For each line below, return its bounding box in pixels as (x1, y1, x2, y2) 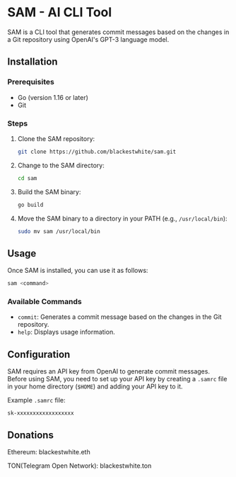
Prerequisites (7, 77, 54, 87)
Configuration (7, 348, 71, 360)
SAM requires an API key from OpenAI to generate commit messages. (7, 367, 211, 376)
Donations (7, 429, 54, 441)
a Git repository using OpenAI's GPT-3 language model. (7, 35, 170, 43)
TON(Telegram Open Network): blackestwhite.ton (7, 461, 152, 470)
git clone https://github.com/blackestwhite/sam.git (17, 148, 177, 155)
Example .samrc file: (7, 396, 66, 405)
